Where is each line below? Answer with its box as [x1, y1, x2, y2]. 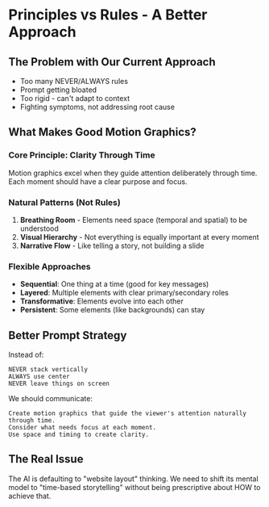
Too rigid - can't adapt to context [19, 94, 130, 103]
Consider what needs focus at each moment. [8, 424, 157, 432]
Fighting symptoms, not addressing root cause [19, 103, 176, 111]
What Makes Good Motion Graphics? [8, 125, 197, 139]
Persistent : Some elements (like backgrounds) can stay [19, 305, 205, 315]
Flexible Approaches [8, 261, 91, 272]
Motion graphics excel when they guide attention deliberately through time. [8, 168, 258, 178]
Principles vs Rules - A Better [8, 6, 208, 24]
